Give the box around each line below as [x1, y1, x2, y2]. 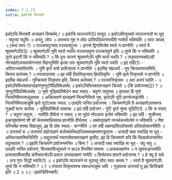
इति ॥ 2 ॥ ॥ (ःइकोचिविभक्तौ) [5, 169, 59, 175]
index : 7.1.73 [5, 7, 36, 13]
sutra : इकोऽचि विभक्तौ [5, 12, 44, 17]
